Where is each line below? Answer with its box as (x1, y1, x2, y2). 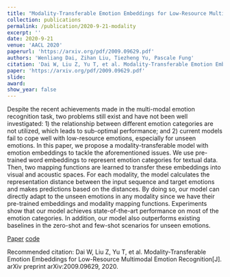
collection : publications (7, 16, 81, 23)
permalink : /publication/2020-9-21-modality (7, 23, 136, 29)
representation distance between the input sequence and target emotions (7, 178, 215, 186)
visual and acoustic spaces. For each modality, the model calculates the (7, 170, 210, 179)
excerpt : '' (7, 29, 41, 36)
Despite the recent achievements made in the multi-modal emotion (7, 105, 195, 114)
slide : (7, 73, 26, 81)
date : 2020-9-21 (7, 36, 53, 42)
